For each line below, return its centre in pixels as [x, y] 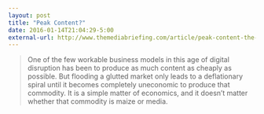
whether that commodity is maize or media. [97, 101]
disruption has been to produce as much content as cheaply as [129, 68]
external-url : [31, 37]
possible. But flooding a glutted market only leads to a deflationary [135, 76]
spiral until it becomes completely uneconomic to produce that [128, 85]
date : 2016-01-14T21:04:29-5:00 [61, 30]
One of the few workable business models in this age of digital [128, 60]
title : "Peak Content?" [47, 23]
